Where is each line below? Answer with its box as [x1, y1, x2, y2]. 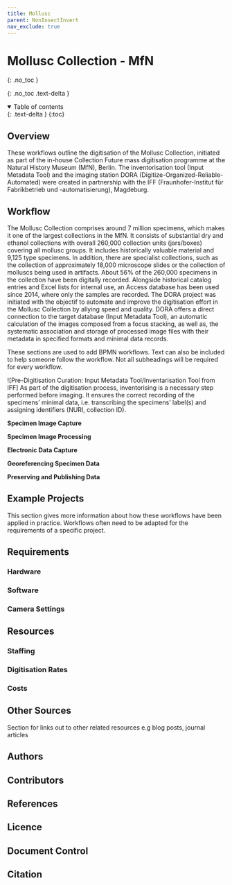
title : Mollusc [7, 10, 51, 17]
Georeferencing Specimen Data [7, 459, 100, 467]
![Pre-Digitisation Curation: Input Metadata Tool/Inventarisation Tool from [7, 376, 215, 384]
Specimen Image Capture [7, 419, 82, 427]
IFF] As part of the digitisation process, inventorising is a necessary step [7, 383, 214, 392]
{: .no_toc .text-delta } [7, 89, 70, 98]
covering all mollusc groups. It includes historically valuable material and [7, 246, 215, 254]
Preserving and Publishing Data [7, 472, 100, 481]
